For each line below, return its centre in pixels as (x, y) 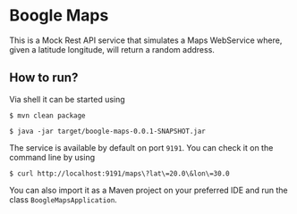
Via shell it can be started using (67, 99)
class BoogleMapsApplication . (64, 199)
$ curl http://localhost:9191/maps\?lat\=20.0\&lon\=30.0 (119, 173)
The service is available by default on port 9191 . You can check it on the (141, 147)
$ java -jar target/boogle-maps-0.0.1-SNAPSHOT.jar (107, 131)
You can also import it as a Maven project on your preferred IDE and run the (148, 190)
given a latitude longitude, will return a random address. (112, 49)
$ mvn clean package (48, 115)
